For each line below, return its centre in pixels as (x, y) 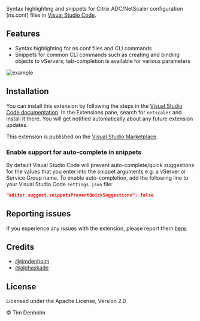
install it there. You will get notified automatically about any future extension (100, 119)
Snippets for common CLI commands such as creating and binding (97, 54)
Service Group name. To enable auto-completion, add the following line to (97, 178)
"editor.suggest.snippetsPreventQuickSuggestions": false (80, 195)
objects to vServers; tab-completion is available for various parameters (102, 61)
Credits (20, 247)
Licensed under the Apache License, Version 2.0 (66, 301)
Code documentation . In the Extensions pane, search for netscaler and (94, 112)
